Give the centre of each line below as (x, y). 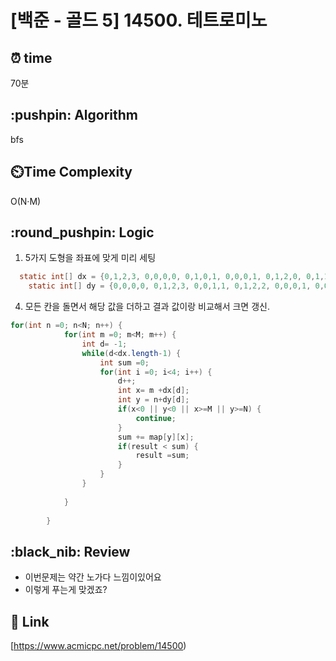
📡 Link (30, 621)
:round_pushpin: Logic (82, 232)
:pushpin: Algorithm (74, 115)
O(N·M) (26, 201)
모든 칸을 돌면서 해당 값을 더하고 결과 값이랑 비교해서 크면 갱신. (147, 307)
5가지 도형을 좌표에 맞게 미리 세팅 (90, 258)
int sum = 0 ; (124, 362)
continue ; (156, 418)
